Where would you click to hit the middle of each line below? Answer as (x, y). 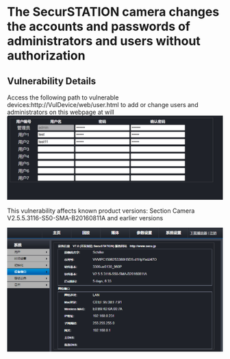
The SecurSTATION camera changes (113, 12)
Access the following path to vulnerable (63, 97)
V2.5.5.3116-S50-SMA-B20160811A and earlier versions (85, 218)
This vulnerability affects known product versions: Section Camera (101, 211)
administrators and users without (104, 41)
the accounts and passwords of (99, 26)
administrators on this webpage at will (61, 112)
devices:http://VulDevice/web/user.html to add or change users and (103, 105)
